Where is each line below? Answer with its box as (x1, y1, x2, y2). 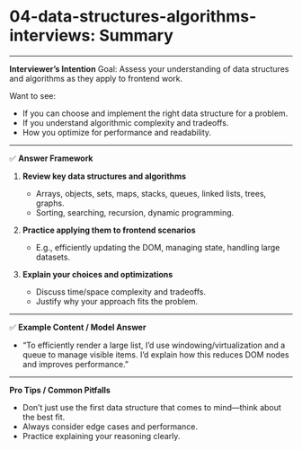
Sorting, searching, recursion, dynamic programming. (35, 207, 235, 217)
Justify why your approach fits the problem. (35, 296, 199, 306)
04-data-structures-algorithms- (9, 6, 257, 27)
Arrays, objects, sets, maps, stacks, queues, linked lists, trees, (35, 188, 267, 199)
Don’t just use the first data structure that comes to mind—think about (22, 401, 281, 412)
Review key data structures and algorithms (22, 171, 187, 181)
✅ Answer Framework (9, 153, 93, 163)
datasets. (35, 251, 70, 262)
